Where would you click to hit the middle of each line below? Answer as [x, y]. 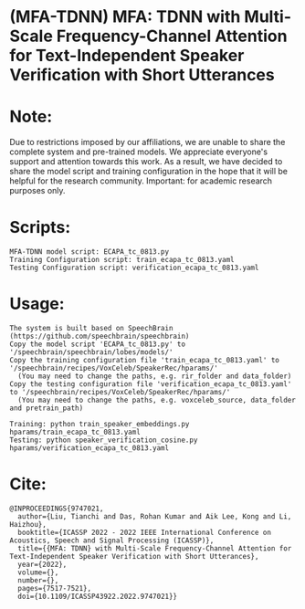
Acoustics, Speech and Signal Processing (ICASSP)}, [112, 541]
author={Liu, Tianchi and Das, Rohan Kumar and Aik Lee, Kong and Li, [155, 516]
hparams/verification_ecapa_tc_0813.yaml [89, 448]
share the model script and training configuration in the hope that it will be [148, 172]
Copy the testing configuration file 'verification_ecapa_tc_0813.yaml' [151, 384]
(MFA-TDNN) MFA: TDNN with [125, 17]
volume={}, [38, 572]
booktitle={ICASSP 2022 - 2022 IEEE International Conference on [145, 532]
